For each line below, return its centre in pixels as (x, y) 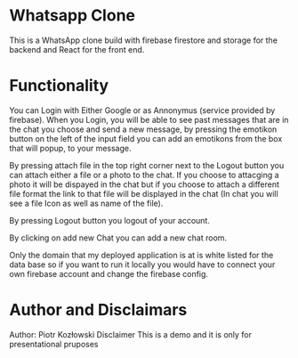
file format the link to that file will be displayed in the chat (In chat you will (144, 193)
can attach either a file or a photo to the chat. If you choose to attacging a (144, 175)
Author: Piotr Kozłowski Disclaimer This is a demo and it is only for (130, 334)
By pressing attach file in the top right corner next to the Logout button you (147, 165)
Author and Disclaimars (98, 310)
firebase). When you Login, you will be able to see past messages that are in (149, 119)
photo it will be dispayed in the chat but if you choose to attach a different (145, 184)
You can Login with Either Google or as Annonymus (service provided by (142, 110)
